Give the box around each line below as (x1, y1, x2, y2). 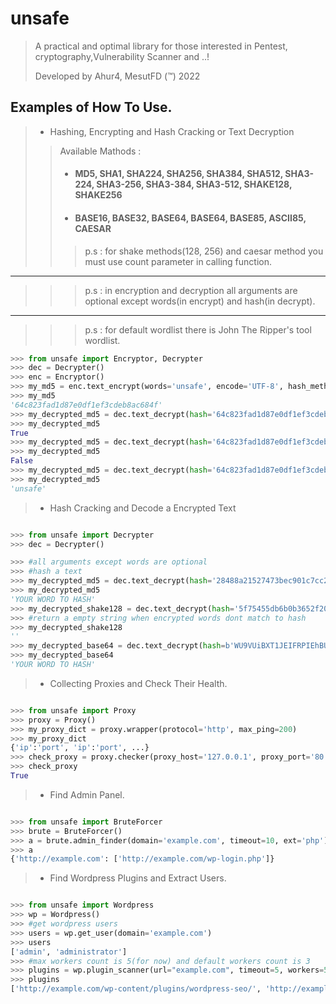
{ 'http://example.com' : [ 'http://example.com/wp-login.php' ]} (10, 854, 275, 864)
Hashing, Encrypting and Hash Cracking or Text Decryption (49, 125, 295, 137)
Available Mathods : (59, 145, 142, 157)
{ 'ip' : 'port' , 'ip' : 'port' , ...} (10, 743, 150, 753)
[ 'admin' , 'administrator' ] (10, 947, 128, 957)
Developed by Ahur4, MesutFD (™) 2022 (34, 70, 201, 82)
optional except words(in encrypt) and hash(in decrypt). (84, 295, 316, 307)
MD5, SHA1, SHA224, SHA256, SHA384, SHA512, (74, 168, 284, 180)
